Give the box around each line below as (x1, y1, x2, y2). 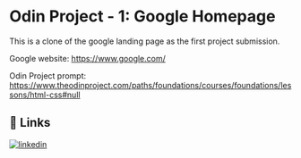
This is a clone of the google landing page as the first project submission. (9, 36, 280, 46)
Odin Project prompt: (9, 70, 87, 81)
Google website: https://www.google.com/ (9, 53, 166, 63)
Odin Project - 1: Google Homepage (9, 6, 276, 27)
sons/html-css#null (9, 89, 81, 100)
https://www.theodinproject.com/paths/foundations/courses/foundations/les (9, 79, 292, 90)
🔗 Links (9, 115, 51, 130)
